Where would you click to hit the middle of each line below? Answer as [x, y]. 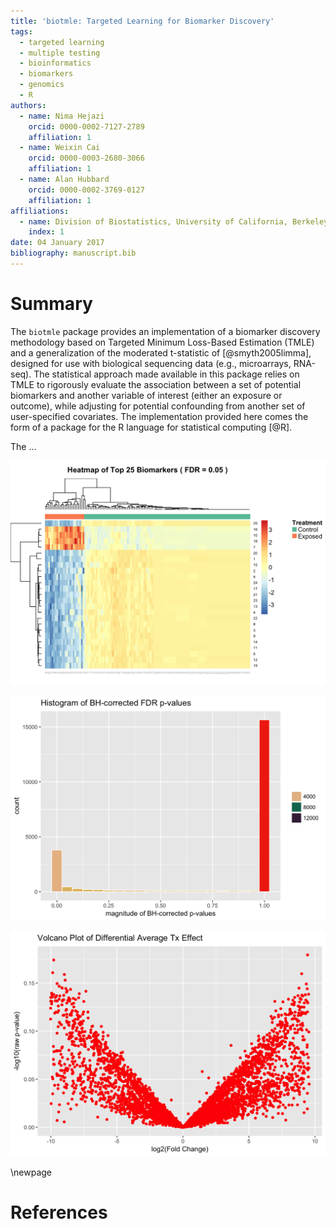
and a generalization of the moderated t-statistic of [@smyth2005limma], [161, 352]
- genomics [42, 85]
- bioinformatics [55, 63]
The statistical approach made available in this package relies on [166, 374]
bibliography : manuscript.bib [73, 253]
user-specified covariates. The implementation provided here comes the [159, 416]
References [59, 1212]
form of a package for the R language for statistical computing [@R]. [151, 427]
